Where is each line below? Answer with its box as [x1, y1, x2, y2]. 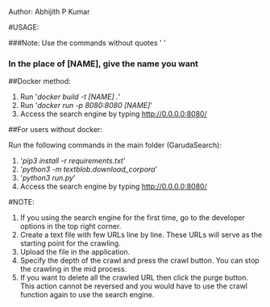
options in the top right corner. [19, 222, 122, 231]
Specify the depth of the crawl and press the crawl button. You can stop [19, 255, 260, 265]
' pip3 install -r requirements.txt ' [19, 156, 126, 166]
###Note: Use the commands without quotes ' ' [8, 38, 167, 48]
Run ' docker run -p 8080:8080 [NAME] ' [19, 101, 153, 110]
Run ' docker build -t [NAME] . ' [19, 92, 121, 102]
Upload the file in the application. [19, 247, 131, 257]
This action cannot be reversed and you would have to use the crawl [19, 281, 248, 291]
